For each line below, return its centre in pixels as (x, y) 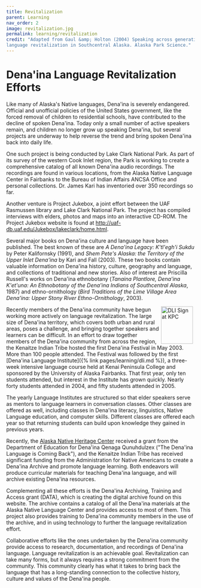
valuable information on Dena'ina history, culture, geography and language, (99, 266)
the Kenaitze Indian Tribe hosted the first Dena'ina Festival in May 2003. (95, 347)
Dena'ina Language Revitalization (91, 75)
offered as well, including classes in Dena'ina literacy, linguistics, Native (95, 410)
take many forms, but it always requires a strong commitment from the (93, 559)
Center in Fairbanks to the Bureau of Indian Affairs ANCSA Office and (92, 179)
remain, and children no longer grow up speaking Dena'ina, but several (94, 129)
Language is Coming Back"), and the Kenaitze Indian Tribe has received (95, 453)
